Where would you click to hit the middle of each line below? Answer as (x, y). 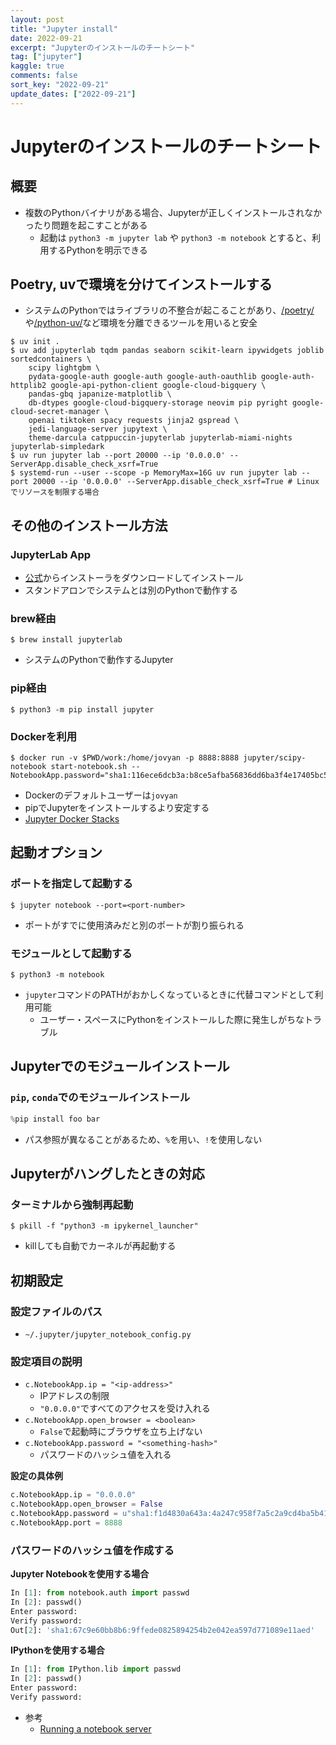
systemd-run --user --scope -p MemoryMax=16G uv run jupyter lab (158, 473)
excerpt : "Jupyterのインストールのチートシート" (103, 47)
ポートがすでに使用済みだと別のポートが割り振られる (134, 925)
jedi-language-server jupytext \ (98, 429)
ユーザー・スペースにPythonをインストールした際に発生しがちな (172, 1019)
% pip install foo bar (55, 1119)
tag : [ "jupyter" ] (46, 57)
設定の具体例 (36, 1476)
